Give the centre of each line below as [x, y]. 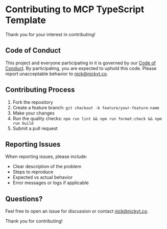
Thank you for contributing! [34, 221]
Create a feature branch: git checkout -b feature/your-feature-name [86, 107]
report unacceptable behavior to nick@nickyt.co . [57, 74]
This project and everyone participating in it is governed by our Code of [80, 63]
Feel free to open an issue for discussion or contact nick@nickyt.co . [77, 211]
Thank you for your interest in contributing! [50, 34]
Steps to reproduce [33, 172]
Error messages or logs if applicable [51, 183]
